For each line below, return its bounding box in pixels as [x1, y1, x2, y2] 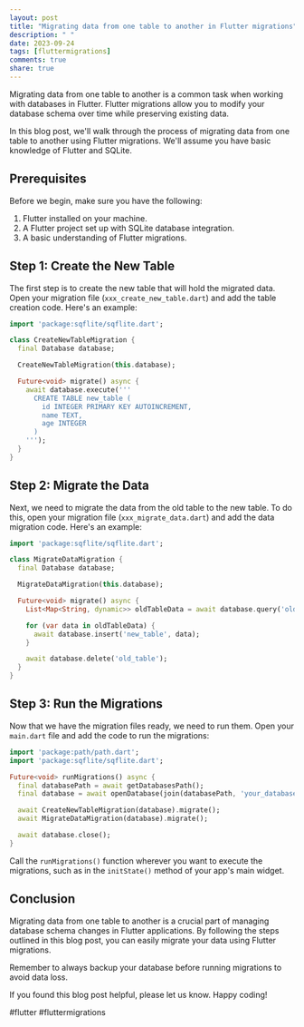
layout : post [9, 13, 59, 23]
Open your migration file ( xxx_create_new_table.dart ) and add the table [9, 292, 277, 303]
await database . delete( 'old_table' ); [25, 654, 168, 663]
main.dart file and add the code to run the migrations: [9, 729, 210, 740]
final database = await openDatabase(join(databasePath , [17, 789, 237, 798]
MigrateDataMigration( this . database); [17, 580, 165, 590]
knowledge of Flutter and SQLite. [9, 144, 133, 155]
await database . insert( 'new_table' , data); [33, 630, 201, 639]
